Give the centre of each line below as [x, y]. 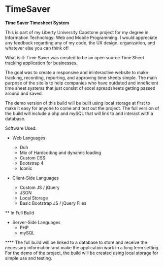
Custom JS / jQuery [40, 187]
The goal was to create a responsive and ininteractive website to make [77, 72]
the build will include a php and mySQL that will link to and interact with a [79, 113]
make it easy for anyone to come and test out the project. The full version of [82, 108]
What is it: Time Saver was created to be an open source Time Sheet [75, 57]
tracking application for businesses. [41, 63]
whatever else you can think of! [37, 48]
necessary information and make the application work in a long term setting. [82, 247]
